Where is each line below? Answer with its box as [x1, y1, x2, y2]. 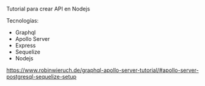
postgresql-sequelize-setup [6, 73, 76, 80]
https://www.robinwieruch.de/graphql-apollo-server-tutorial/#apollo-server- [6, 66, 199, 74]
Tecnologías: [6, 17, 39, 24]
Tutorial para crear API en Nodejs [6, 5, 91, 12]
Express [15, 42, 36, 49]
